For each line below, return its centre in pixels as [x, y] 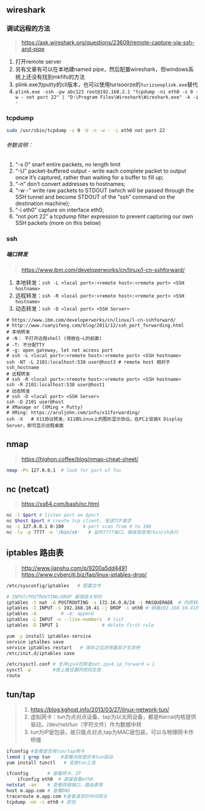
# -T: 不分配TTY [26, 345]
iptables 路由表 [35, 553]
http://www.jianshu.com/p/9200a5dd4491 [74, 568]
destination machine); [42, 204]
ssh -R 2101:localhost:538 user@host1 [56, 385]
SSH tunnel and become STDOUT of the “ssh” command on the [95, 197]
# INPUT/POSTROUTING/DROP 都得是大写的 [54, 597]
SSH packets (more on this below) [58, 223]
